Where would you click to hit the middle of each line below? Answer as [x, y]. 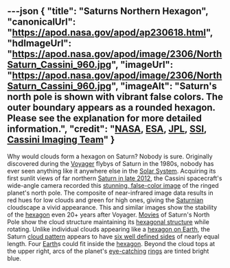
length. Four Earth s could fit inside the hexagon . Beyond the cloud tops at [111, 243]
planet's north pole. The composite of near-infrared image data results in [110, 193]
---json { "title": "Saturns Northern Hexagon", [108, 11]
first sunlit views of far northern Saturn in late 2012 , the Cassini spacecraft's [115, 178]
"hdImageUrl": [39, 44]
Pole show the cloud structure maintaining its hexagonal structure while [108, 221]
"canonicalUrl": [42, 22]
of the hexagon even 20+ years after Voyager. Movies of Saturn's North [108, 215]
